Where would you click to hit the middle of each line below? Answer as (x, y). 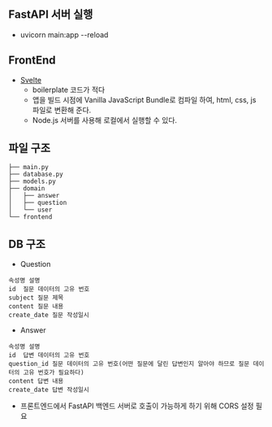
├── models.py (32, 181)
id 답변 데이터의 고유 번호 (49, 355)
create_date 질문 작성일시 (49, 316)
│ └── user (30, 210)
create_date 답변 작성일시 (49, 390)
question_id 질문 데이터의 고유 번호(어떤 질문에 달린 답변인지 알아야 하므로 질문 (129, 364)
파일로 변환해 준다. (62, 110)
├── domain (27, 189)
